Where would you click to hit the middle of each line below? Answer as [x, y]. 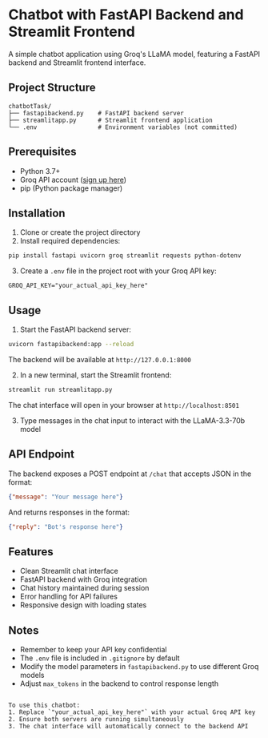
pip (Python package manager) [71, 188]
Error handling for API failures [69, 597]
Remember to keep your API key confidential [93, 649]
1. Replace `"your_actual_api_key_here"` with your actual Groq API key [132, 712]
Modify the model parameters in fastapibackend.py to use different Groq [139, 666]
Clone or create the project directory [80, 232]
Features [31, 552]
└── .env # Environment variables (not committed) [123, 127]
